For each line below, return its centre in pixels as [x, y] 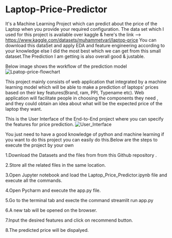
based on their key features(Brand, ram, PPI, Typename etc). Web [75, 92]
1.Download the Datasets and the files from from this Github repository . [81, 155]
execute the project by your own [40, 145]
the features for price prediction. [40, 124]
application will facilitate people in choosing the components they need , [82, 98]
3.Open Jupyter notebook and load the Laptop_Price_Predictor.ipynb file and [86, 175]
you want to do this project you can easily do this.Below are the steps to [81, 140]
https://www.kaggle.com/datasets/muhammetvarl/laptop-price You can [81, 40]
